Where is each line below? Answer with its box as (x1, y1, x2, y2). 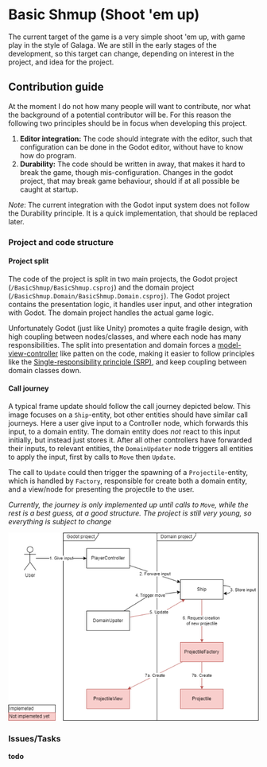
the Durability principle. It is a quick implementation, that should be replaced (8, 208, 258, 218)
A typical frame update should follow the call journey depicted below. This (8, 402, 251, 411)
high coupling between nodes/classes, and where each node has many (8, 332, 242, 341)
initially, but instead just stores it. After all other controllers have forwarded (8, 435, 253, 445)
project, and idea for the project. (8, 57, 114, 67)
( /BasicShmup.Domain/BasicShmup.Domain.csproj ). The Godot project (8, 290, 230, 300)
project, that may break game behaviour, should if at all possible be (19, 176, 240, 185)
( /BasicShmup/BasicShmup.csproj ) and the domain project (8, 282, 195, 292)
